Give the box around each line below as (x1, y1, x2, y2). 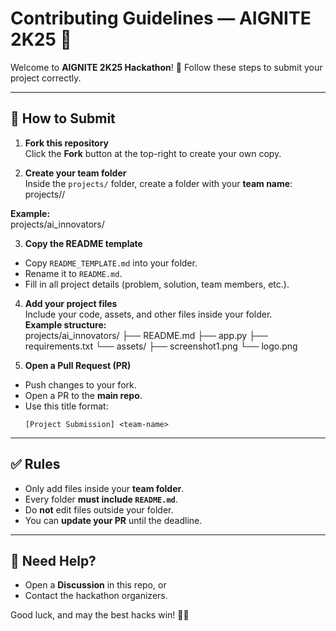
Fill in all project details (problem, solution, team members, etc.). (24, 278, 290, 290)
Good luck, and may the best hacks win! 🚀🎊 (10, 609, 190, 621)
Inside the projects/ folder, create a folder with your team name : (24, 177, 293, 189)
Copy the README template (24, 237, 143, 249)
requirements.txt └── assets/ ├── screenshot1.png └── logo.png (24, 340, 298, 352)
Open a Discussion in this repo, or (24, 579, 167, 591)
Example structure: (24, 318, 107, 331)
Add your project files (24, 297, 118, 309)
